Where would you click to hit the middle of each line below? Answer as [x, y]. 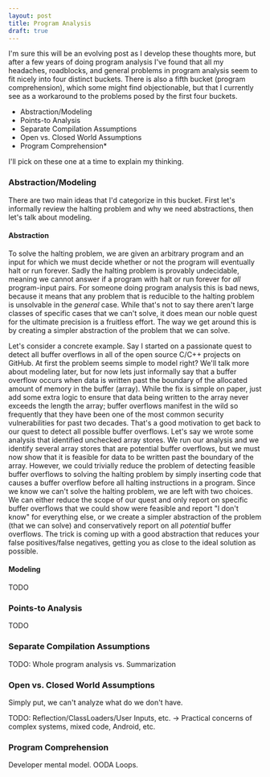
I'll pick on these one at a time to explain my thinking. [96, 162]
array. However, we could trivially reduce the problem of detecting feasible [132, 465]
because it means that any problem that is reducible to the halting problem [131, 296]
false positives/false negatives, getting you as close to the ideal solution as [132, 542]
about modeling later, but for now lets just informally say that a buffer [123, 372]
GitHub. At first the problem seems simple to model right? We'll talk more [129, 363]
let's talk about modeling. [50, 217]
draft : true [28, 31]
